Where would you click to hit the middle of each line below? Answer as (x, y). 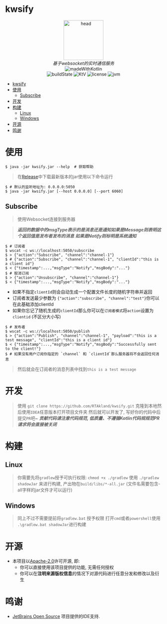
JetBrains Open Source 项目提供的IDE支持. (56, 617)
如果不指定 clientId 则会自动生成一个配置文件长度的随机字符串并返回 (82, 292)
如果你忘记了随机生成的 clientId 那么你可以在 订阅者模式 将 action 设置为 (83, 310)
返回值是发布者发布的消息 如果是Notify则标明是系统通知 (79, 236)
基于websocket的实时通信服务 (83, 63)
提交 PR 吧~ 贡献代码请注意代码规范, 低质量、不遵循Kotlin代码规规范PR (88, 418)
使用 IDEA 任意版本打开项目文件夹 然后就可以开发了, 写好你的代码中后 (91, 412)
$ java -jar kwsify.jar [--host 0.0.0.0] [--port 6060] (64, 191)
